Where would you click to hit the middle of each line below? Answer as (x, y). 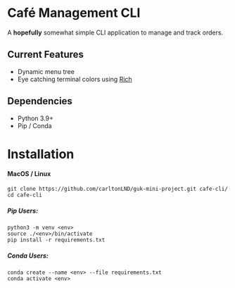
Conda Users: (28, 256)
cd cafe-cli (25, 195)
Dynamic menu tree (46, 71)
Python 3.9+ (36, 118)
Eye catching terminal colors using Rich (75, 79)
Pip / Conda (34, 125)
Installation (41, 154)
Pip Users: (23, 211)
